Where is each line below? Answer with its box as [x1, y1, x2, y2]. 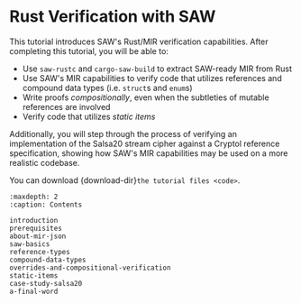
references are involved [22, 101, 111, 112]
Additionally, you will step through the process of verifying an [9, 128, 237, 139]
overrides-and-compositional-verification [9, 263, 171, 272]
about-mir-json [9, 232, 67, 241]
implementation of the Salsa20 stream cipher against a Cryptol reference [9, 138, 280, 149]
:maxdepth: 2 [9, 192, 59, 201]
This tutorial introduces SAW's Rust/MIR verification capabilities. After [9, 36, 269, 47]
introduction [9, 216, 59, 225]
